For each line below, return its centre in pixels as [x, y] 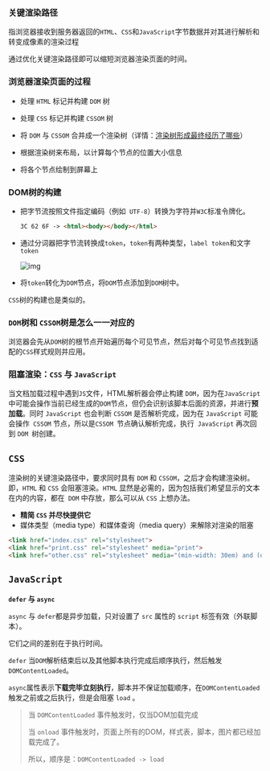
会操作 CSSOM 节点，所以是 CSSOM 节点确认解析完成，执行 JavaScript [121, 423]
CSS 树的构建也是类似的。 [49, 299]
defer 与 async [32, 599]
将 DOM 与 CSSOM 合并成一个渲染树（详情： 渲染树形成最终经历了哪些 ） [133, 135]
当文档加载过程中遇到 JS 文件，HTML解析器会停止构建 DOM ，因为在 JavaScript [135, 394]
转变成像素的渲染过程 [43, 42]
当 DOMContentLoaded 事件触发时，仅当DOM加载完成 [113, 715]
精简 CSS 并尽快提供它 [55, 515]
